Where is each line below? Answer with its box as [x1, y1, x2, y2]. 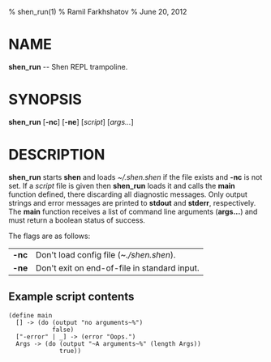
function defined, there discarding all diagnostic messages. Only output [8, 190, 247, 199]
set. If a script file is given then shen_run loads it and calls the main [8, 181, 235, 190]
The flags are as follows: [8, 231, 91, 241]
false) [51, 326, 75, 334]
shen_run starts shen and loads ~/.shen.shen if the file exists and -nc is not [8, 172, 263, 181]
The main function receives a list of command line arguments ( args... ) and [8, 207, 258, 216]
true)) [59, 347, 82, 355]
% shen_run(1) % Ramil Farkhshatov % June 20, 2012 [8, 7, 187, 16]
